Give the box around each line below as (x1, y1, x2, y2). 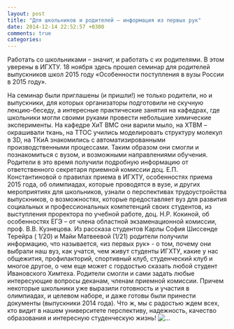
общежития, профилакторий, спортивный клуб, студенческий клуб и (7, 254, 213, 263)
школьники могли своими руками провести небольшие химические (7, 113, 212, 122)
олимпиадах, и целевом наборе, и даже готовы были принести (7, 291, 196, 300)
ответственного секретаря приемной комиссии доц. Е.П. (7, 166, 178, 174)
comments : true (7, 29, 52, 37)
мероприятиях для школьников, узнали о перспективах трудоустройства (7, 188, 227, 196)
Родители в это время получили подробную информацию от (7, 158, 189, 166)
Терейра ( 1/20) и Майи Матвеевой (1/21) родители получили (7, 232, 189, 241)
